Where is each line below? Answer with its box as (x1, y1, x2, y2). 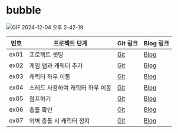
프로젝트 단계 (52, 39, 88, 47)
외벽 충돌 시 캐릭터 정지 (29, 117, 90, 125)
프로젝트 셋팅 (29, 51, 64, 59)
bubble (6, 4, 41, 17)
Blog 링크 (143, 39, 170, 47)
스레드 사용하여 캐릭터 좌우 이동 (29, 84, 112, 92)
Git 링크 (117, 39, 139, 47)
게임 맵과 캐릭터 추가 (29, 61, 83, 69)
